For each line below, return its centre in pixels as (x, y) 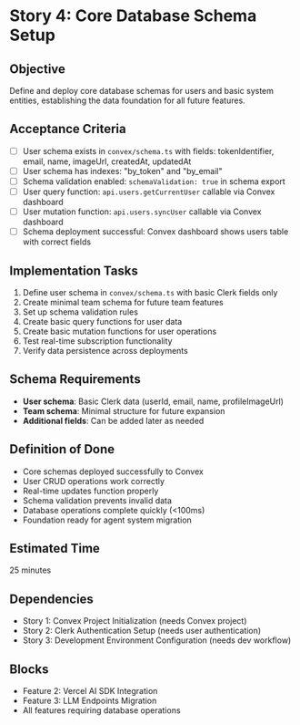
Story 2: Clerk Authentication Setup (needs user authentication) (142, 631)
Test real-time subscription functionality (97, 341)
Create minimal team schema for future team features (123, 302)
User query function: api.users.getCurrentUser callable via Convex (149, 192)
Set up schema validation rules (80, 312)
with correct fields (57, 242)
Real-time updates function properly (90, 491)
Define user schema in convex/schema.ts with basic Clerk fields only (150, 292)
